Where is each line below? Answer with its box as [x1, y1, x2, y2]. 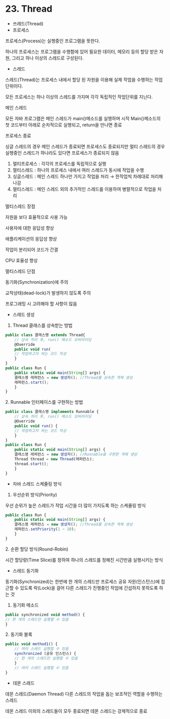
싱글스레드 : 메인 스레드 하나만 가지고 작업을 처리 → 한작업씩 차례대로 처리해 [12, 173, 163, 179]
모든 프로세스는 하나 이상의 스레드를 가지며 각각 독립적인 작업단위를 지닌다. [5, 94, 153, 100]
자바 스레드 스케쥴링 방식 [12, 481, 62, 487]
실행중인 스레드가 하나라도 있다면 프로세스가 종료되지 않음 [5, 150, 119, 156]
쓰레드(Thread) [12, 20, 44, 26]
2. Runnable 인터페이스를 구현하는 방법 [5, 399, 83, 405]
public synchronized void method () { [5, 612, 85, 617]
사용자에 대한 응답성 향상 [5, 225, 54, 231]
